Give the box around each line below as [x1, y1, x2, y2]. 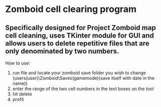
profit [12, 96, 24, 102]
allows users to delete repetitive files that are [5, 39, 149, 47]
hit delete [12, 91, 32, 97]
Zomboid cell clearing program [5, 3, 137, 15]
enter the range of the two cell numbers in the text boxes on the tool [12, 86, 154, 91]
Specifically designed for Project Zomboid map [5, 23, 156, 32]
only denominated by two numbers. [5, 46, 119, 55]
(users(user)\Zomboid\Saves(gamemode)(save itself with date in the [12, 75, 155, 81]
